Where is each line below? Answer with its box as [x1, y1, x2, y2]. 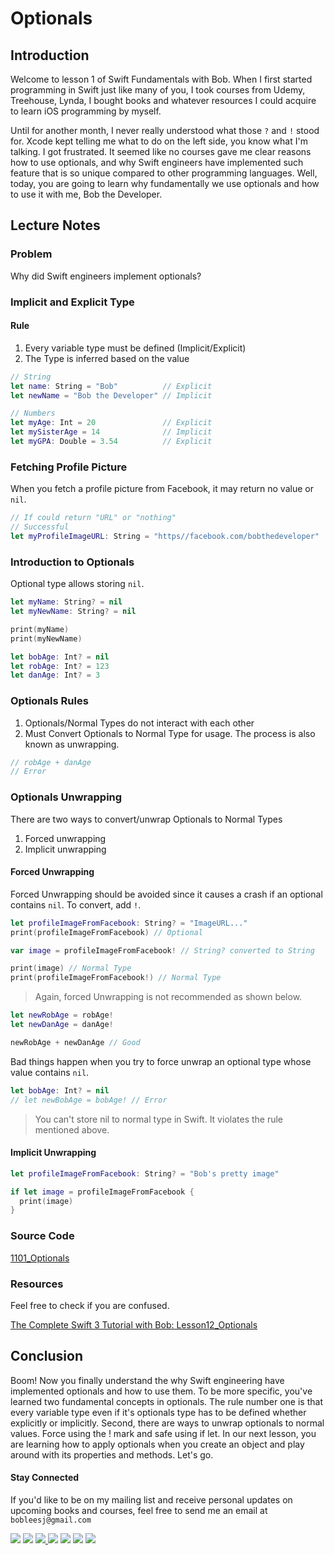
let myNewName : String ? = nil [10, 607, 137, 617]
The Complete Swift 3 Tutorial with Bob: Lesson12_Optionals [10, 1318, 258, 1331]
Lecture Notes [10, 217, 101, 234]
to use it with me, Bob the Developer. [10, 188, 163, 200]
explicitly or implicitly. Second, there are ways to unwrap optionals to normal [10, 1417, 325, 1429]
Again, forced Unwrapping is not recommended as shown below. [34, 991, 303, 1003]
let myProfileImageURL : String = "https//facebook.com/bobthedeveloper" [10, 531, 320, 541]
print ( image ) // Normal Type [10, 963, 132, 974]
